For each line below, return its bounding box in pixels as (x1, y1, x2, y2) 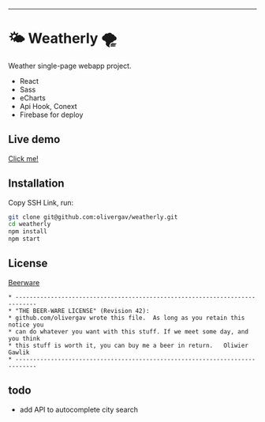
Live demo (8, 133, 61, 146)
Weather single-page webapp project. (8, 61, 132, 70)
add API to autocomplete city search (19, 405, 139, 414)
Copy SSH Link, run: (8, 198, 74, 207)
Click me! (8, 153, 39, 163)
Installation (8, 177, 65, 190)
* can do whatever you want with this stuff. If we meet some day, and (8, 327, 248, 336)
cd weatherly (8, 220, 51, 228)
